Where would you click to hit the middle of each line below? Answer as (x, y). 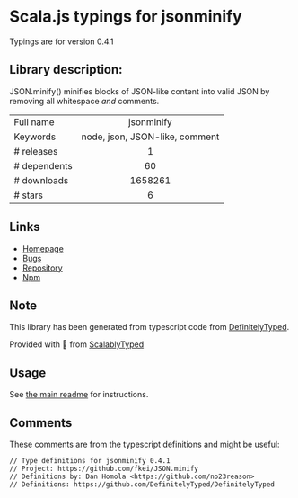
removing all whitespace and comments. (84, 101)
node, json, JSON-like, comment (150, 137)
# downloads (41, 180)
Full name (35, 121)
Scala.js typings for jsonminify (126, 17)
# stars (28, 195)
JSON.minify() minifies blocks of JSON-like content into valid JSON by (140, 91)
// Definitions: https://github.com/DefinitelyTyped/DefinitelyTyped (142, 485)
